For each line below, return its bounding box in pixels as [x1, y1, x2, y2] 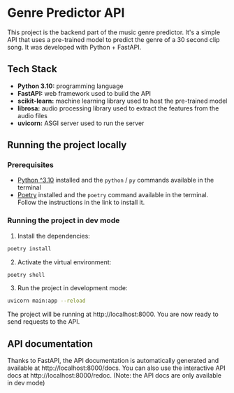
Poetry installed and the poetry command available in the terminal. [17, 191, 209, 199]
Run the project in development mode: [17, 284, 128, 292]
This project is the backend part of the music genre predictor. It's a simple [7, 28, 221, 36]
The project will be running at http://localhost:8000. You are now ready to [7, 310, 219, 319]
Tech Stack [7, 63, 57, 75]
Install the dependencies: [17, 231, 91, 240]
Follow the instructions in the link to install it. [17, 198, 145, 207]
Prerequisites [7, 160, 54, 170]
